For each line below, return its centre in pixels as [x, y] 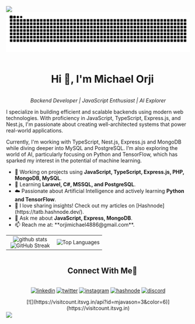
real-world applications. [34, 130]
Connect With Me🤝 [102, 270]
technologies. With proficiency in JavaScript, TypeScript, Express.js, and [93, 118]
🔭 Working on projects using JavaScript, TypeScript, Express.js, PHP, [100, 172]
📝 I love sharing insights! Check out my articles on [75, 205]
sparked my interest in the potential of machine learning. [74, 161]
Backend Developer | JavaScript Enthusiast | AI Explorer [98, 100]
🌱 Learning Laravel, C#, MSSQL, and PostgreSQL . [75, 184]
